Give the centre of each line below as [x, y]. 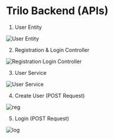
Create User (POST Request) [50, 95]
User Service [31, 72]
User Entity [28, 27]
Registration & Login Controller [52, 50]
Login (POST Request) [42, 118]
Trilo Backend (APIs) [57, 11]
